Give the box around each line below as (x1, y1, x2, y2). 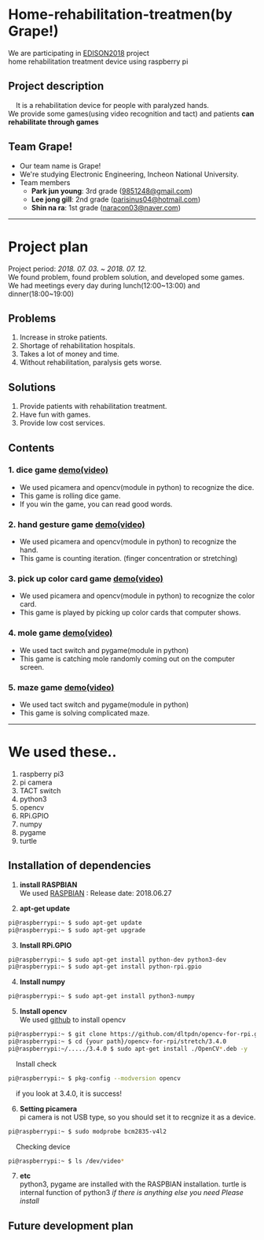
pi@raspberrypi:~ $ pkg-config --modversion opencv (8, 1074, 181, 1082)
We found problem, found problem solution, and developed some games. (8, 272, 245, 281)
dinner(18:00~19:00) (8, 289, 75, 299)
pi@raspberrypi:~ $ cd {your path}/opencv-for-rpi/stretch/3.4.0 (8, 1038, 226, 1045)
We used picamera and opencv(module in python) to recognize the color (19, 591, 255, 600)
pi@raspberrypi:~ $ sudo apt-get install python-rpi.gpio (8, 963, 202, 971)
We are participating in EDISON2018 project (8, 48, 149, 58)
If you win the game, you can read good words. (19, 499, 173, 509)
